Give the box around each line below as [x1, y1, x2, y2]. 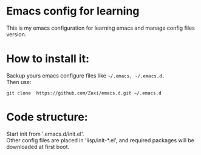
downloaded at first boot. [6, 143, 70, 150]
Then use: [6, 78, 32, 85]
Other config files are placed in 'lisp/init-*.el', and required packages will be [6, 136, 195, 143]
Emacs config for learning [6, 4, 140, 18]
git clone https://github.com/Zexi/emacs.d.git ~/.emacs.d [6, 90, 162, 96]
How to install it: [6, 52, 90, 66]
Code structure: [6, 110, 88, 124]
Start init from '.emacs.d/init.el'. [6, 130, 84, 137]
